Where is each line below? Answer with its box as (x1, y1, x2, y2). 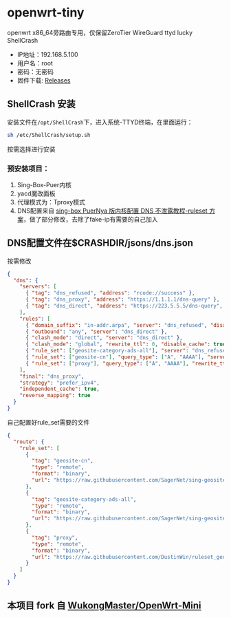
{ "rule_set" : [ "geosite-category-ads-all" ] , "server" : (25, 348, 189, 354)
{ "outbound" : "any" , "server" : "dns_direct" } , (25, 328, 168, 335)
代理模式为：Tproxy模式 (16, 198, 86, 206)
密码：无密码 (16, 67, 54, 76)
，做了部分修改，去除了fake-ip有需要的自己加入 (23, 215, 158, 223)
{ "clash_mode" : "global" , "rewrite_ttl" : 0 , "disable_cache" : (25, 341, 211, 348)
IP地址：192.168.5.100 (16, 50, 78, 58)
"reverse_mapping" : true (19, 392, 91, 399)
